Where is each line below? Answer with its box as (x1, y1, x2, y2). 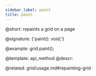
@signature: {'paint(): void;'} (5, 36, 65, 42)
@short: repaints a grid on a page (5, 26, 75, 32)
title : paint (5, 12, 33, 17)
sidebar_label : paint (5, 7, 51, 13)
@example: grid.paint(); (5, 45, 55, 51)
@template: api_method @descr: (5, 55, 73, 61)
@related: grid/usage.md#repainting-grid (5, 65, 91, 71)
